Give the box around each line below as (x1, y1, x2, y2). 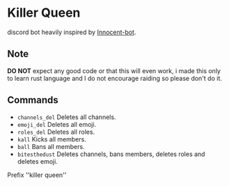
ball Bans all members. (17, 142, 85, 150)
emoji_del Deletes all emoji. (17, 120, 97, 128)
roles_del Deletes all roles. (17, 127, 95, 136)
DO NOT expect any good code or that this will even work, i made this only (7, 66, 221, 75)
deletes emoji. (17, 157, 58, 165)
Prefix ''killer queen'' (7, 171, 67, 179)
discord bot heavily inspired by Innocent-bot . (7, 28, 136, 36)
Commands (7, 94, 59, 106)
